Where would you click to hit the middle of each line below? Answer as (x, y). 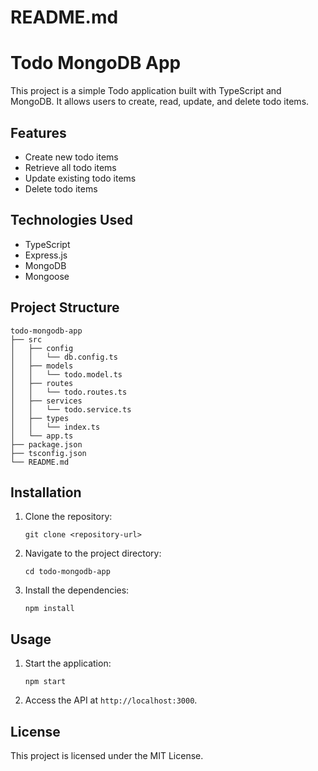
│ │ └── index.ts (55, 427)
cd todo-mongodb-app (67, 572)
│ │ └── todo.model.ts (66, 374)
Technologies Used (71, 220)
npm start (45, 682)
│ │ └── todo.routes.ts (69, 392)
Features (38, 132)
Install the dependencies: (77, 590)
